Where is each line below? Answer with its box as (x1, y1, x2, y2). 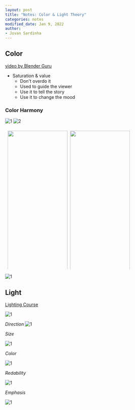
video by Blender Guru (5, 63, 52, 69)
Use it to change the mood (20, 94, 75, 100)
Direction (5, 321, 24, 327)
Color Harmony (5, 106, 43, 113)
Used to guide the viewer (20, 83, 73, 89)
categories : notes (5, 17, 44, 22)
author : (5, 26, 22, 31)
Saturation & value (12, 73, 51, 79)
